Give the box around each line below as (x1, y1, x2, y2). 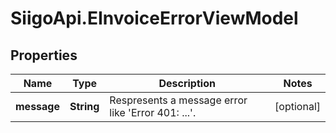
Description (158, 77, 216, 90)
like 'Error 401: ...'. (109, 106, 197, 119)
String (69, 100, 100, 113)
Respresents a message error (109, 93, 248, 107)
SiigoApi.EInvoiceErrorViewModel (10, 7, 299, 30)
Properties (10, 47, 78, 64)
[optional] (274, 100, 321, 113)
